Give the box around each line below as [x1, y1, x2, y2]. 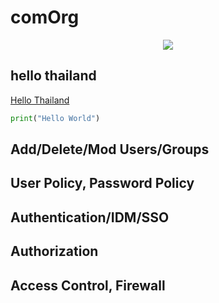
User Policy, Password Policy [10, 175, 195, 192]
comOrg [10, 6, 80, 29]
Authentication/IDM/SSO [10, 209, 170, 226]
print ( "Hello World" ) [10, 113, 101, 123]
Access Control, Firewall [10, 277, 166, 294]
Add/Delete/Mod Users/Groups [10, 141, 210, 158]
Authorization [10, 243, 99, 260]
